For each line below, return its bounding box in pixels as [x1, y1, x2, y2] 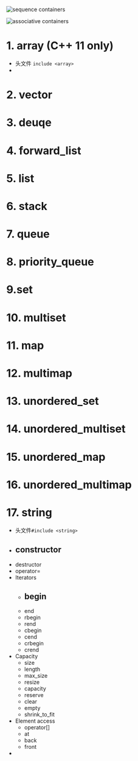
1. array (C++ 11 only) [6, 39, 114, 53]
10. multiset [6, 310, 66, 324]
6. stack [6, 199, 47, 213]
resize [24, 679, 40, 686]
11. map [6, 338, 44, 352]
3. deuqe [6, 116, 52, 130]
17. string [6, 505, 53, 519]
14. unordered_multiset [6, 422, 126, 436]
